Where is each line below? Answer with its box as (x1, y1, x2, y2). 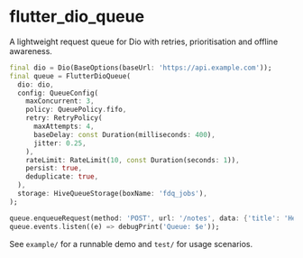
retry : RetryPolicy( (25, 114, 103, 123)
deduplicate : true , (25, 172, 99, 181)
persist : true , (25, 164, 83, 173)
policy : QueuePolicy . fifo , (25, 106, 127, 115)
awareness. (9, 45, 52, 56)
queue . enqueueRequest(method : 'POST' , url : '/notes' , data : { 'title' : (9, 214, 280, 223)
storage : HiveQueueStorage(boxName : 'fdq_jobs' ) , (17, 189, 207, 198)
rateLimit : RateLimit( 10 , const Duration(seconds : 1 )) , (25, 155, 241, 164)
